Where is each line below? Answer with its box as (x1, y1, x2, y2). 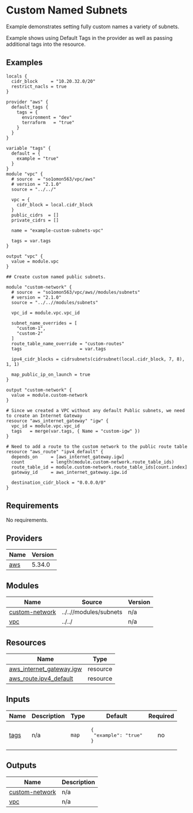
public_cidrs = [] (11, 212, 59, 218)
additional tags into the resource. (6, 41, 86, 48)
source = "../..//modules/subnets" (11, 299, 99, 306)
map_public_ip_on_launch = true (11, 372, 91, 377)
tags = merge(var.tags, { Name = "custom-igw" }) (11, 428, 141, 434)
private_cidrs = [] (11, 217, 59, 223)
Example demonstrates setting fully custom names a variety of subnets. (6, 23, 180, 30)
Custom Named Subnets (6, 4, 128, 17)
